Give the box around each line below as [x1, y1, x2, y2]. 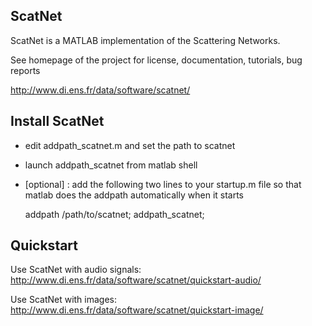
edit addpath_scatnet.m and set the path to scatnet [24, 139, 236, 151]
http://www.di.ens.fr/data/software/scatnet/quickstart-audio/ [10, 274, 262, 286]
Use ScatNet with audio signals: [10, 264, 142, 276]
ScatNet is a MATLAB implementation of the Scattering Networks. [10, 34, 281, 46]
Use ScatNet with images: [10, 294, 118, 306]
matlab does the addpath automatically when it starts [24, 189, 245, 201]
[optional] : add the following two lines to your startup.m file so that [24, 178, 302, 190]
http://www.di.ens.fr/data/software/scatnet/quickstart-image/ [10, 304, 264, 316]
